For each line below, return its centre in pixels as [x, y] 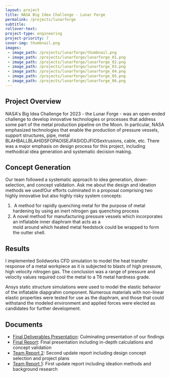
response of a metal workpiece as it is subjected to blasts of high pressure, [84, 266]
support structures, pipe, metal [38, 135]
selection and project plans [41, 358]
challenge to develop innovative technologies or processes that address [80, 119]
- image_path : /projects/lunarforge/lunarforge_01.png [66, 57]
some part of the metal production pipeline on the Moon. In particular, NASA [85, 124]
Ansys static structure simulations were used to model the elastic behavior [83, 287]
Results [18, 249]
